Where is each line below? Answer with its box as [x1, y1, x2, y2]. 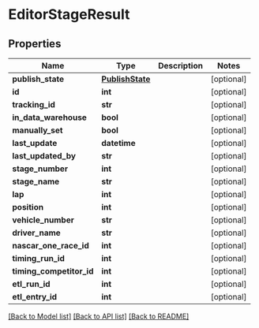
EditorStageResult [8, 6, 130, 24]
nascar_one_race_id [12, 240, 89, 251]
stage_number [12, 163, 69, 174]
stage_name [12, 176, 60, 187]
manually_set [12, 125, 63, 136]
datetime [101, 138, 136, 148]
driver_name [12, 227, 61, 238]
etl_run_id [12, 278, 51, 289]
